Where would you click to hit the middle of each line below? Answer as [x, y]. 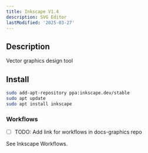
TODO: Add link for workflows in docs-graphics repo [78, 132]
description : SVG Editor [36, 17]
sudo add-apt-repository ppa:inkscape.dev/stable [68, 93]
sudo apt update [26, 98]
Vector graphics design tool [40, 61]
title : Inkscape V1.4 [33, 12]
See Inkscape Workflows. [37, 144]
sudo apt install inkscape [39, 104]
